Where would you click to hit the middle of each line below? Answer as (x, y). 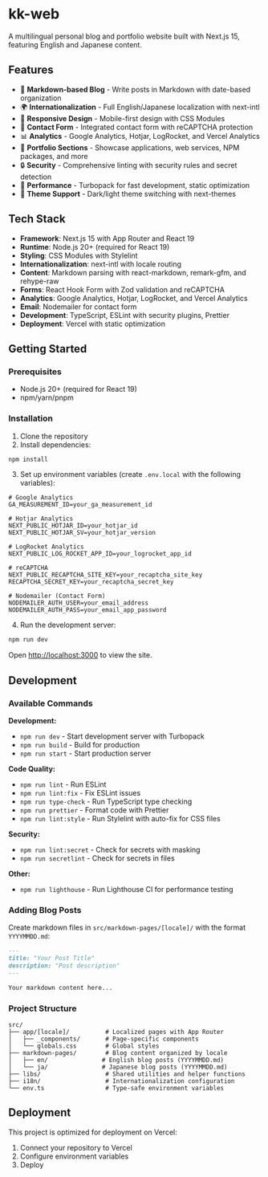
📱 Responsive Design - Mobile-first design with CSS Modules (122, 118)
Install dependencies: (55, 444)
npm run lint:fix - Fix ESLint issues (80, 792)
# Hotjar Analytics (41, 519)
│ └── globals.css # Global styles (84, 1046)
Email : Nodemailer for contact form (78, 307)
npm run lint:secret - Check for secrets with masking (110, 849)
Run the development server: (68, 625)
